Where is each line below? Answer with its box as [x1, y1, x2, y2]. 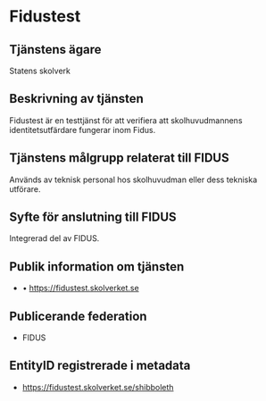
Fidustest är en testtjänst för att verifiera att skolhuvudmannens [9, 114, 243, 126]
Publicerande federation [9, 308, 147, 323]
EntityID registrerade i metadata [9, 358, 191, 373]
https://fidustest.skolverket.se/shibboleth [21, 381, 174, 392]
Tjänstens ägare [9, 42, 102, 57]
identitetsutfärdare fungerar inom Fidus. [9, 124, 156, 135]
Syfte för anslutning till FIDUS [9, 210, 177, 225]
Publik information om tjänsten [9, 259, 185, 274]
